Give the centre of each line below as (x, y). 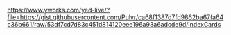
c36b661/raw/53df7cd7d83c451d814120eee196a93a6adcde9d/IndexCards (114, 24)
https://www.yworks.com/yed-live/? (59, 10)
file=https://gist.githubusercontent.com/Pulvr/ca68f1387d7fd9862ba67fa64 (115, 17)
